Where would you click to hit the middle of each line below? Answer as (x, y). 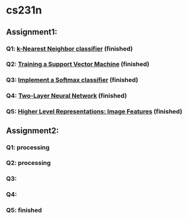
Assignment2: (33, 131)
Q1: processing (28, 147)
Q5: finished (24, 210)
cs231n (24, 10)
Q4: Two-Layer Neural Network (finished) (66, 96)
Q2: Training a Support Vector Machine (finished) (78, 64)
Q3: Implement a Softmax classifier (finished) (72, 80)
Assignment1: (32, 32)
